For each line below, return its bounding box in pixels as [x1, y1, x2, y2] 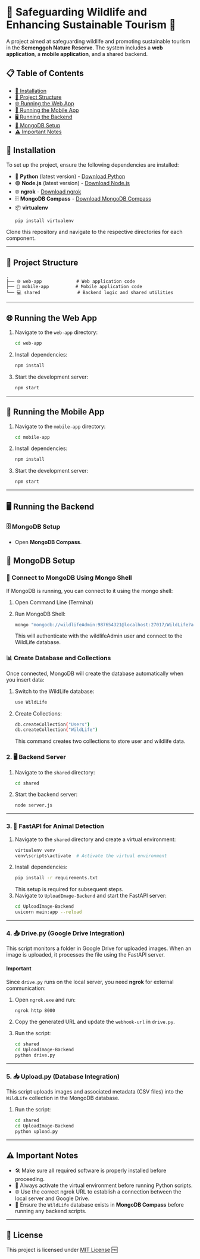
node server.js [14, 802, 53, 808]
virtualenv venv [14, 847, 55, 853]
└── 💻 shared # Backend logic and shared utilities [6, 290, 174, 296]
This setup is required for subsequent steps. [14, 886, 124, 893]
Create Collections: [14, 710, 62, 717]
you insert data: [6, 676, 45, 683]
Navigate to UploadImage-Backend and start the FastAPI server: [14, 892, 167, 899]
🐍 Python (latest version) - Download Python [14, 173, 126, 180]
